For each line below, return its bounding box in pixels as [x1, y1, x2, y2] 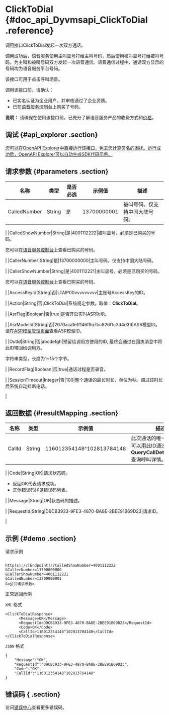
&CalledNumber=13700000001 [5, 576, 62, 581]
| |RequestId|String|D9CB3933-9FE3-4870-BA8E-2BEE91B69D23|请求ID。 [5, 508, 161, 514]
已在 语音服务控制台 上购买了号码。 [12, 104, 83, 110]
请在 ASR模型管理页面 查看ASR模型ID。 [5, 328, 84, 334]
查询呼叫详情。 [130, 456, 166, 463]
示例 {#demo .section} [5, 534, 77, 543]
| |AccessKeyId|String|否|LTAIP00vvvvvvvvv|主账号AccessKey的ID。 [5, 289, 148, 295]
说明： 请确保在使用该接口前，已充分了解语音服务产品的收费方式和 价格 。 [5, 114, 156, 120]
